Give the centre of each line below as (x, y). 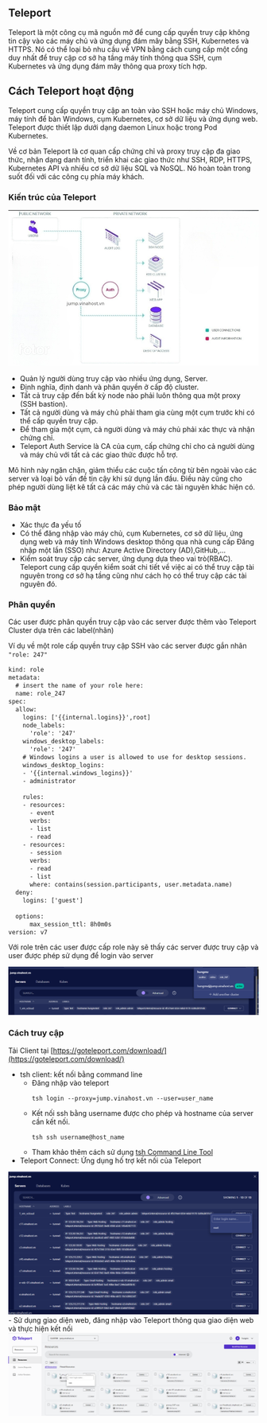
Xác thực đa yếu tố (50, 525)
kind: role (26, 670)
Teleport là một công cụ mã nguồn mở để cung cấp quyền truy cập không (129, 32)
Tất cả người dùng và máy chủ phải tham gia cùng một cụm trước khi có (137, 412)
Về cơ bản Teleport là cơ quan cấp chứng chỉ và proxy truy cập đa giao (124, 151)
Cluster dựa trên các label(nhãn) (61, 630)
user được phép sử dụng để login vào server (81, 956)
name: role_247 (41, 694)
